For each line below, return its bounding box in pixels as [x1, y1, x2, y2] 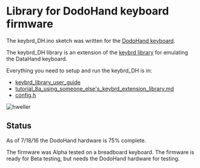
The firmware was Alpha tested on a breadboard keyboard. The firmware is [6, 148, 195, 155]
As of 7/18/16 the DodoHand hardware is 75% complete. [6, 137, 147, 144]
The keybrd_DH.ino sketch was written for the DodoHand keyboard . [6, 37, 176, 44]
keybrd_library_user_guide [15, 79, 81, 86]
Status [6, 121, 32, 131]
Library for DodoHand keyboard [6, 4, 169, 18]
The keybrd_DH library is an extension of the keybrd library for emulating [6, 48, 188, 56]
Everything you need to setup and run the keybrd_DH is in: [6, 66, 153, 74]
